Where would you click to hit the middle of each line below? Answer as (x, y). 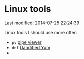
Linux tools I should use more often (41, 32)
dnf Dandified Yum (31, 47)
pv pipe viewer (27, 42)
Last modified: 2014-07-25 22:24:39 (42, 23)
